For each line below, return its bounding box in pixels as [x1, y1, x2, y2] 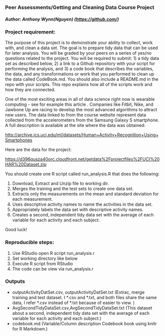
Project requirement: [5, 29, 55, 35]
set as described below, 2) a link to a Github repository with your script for [5, 61, 156, 66]
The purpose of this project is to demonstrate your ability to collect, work [5, 40, 153, 46]
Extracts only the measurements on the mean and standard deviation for [12, 191, 159, 197]
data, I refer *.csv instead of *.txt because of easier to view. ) [12, 300, 135, 305]
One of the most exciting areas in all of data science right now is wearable [5, 96, 155, 102]
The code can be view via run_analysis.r [12, 266, 94, 272]
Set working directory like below [12, 255, 78, 261]
